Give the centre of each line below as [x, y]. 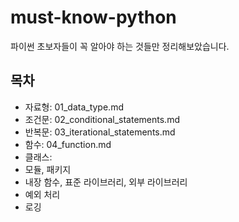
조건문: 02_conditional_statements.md [102, 119]
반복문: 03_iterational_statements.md [100, 132]
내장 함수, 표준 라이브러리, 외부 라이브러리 [106, 182]
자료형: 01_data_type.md [74, 107]
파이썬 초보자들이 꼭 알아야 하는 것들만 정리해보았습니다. [120, 46]
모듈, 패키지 [48, 169]
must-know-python [93, 17]
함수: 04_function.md [68, 144]
